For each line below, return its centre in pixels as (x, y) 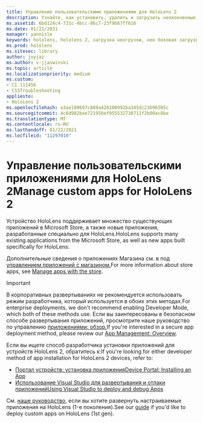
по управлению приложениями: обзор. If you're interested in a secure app (100, 327)
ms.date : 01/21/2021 (32, 29)
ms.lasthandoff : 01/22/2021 (42, 130)
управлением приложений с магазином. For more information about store (100, 264)
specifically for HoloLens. (38, 246)
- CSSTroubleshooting (34, 91)
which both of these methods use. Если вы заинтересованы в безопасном (101, 314)
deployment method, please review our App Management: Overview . (92, 333)
